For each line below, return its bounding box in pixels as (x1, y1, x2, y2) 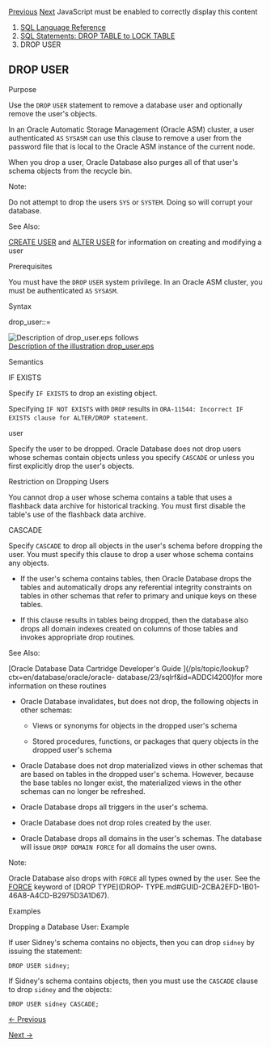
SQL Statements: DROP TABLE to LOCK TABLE (19, 32, 176, 40)
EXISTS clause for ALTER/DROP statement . (8, 412, 149, 422)
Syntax (8, 301, 32, 310)
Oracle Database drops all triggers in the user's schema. (19, 802, 209, 812)
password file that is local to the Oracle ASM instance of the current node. (8, 141, 256, 151)
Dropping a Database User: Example (8, 922, 129, 931)
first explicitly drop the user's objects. (8, 461, 135, 471)
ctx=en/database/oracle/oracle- (8, 672, 116, 682)
